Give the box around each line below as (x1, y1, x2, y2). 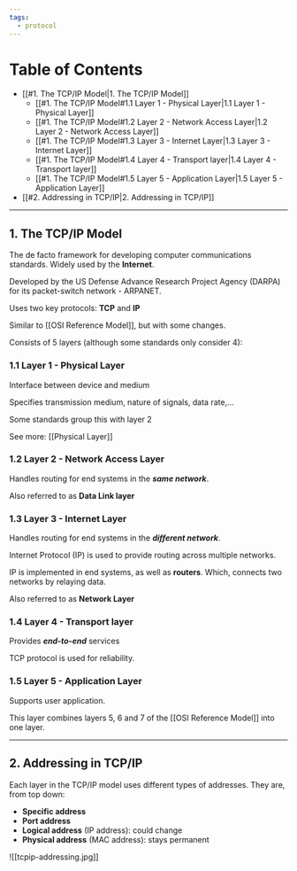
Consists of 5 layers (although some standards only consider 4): (9, 338, 243, 348)
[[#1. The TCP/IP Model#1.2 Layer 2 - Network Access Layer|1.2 (34, 117, 268, 128)
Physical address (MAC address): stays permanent (21, 834, 209, 844)
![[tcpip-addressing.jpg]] (9, 852, 99, 862)
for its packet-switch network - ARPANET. (9, 285, 162, 297)
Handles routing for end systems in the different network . (9, 533, 221, 543)
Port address (21, 815, 71, 826)
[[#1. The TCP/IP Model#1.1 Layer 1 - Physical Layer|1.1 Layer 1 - (34, 98, 266, 109)
